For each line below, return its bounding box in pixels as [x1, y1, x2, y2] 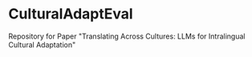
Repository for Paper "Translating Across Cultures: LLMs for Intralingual [8, 31, 246, 41]
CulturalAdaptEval [8, 5, 134, 23]
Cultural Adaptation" [8, 39, 76, 49]
